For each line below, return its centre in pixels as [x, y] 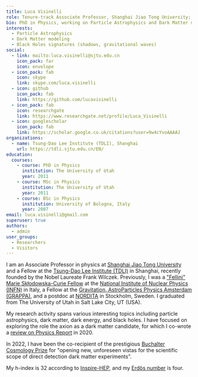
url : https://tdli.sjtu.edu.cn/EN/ [60, 149]
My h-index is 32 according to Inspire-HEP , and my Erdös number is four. [95, 368]
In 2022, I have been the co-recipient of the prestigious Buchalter [85, 344]
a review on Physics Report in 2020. [50, 333]
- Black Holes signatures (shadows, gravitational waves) [84, 45]
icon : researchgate [41, 110]
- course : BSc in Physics [49, 199]
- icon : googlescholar [39, 122]
